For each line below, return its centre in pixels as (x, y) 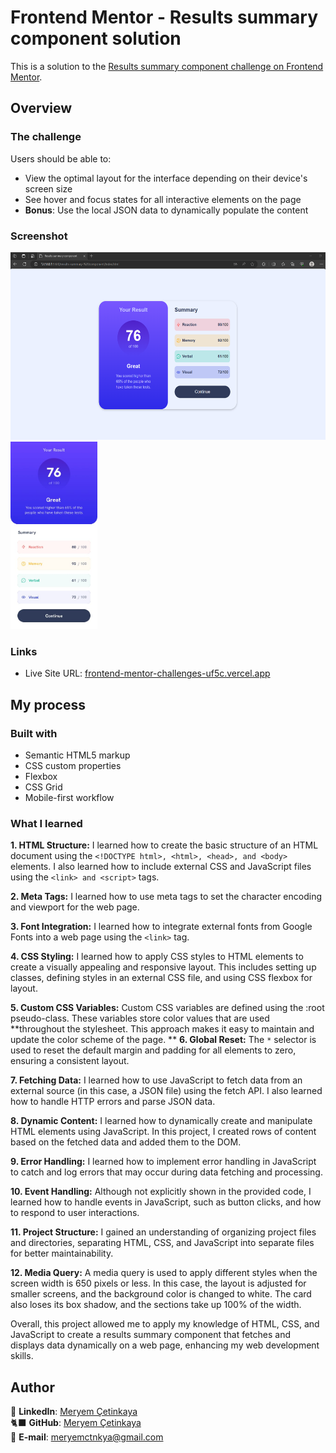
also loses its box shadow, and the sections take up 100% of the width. (156, 1305)
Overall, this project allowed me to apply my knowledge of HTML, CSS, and (165, 1324)
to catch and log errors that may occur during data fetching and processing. (166, 1172)
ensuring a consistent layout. (70, 1061)
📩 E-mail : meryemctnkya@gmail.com (87, 1437)
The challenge (46, 137)
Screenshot (39, 236)
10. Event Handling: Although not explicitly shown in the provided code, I (161, 1192)
